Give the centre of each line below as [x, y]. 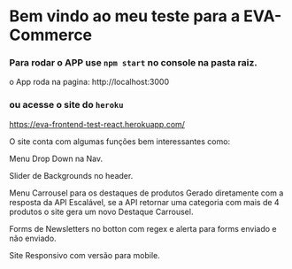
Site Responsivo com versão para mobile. [85, 255]
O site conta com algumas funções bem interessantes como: [120, 141]
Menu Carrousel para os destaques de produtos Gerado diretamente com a [146, 193]
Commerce [51, 35]
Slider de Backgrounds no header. [71, 175]
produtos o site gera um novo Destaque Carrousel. [101, 211]
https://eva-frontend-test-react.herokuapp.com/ [97, 124]
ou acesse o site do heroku [66, 105]
